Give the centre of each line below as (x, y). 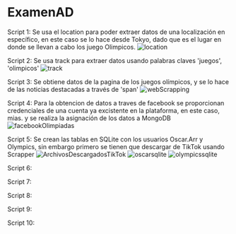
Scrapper (21, 154)
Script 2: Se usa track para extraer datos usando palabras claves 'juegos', (115, 60)
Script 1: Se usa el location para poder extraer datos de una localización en (116, 32)
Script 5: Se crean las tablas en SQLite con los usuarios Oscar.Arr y (105, 139)
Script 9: (20, 209)
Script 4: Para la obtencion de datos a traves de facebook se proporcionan (116, 103)
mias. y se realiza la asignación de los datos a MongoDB (89, 118)
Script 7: (19, 182)
